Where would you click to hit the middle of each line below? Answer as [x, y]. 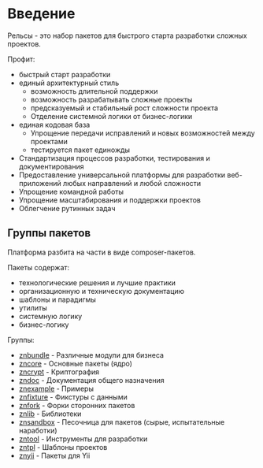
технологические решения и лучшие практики [97, 282]
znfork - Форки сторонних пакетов [77, 405]
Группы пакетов [49, 233]
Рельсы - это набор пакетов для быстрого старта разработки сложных [127, 35]
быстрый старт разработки [65, 74]
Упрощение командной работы [71, 191]
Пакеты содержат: [39, 267]
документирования [51, 166]
